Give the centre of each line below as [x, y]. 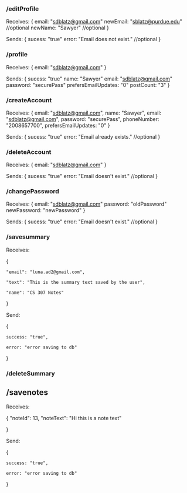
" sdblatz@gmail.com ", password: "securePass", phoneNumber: [83, 119]
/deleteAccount [29, 152]
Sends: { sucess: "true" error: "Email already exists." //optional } [83, 136]
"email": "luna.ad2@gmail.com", [45, 272]
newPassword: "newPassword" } [46, 210]
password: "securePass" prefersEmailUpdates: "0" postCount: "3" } [88, 85]
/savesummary [28, 237]
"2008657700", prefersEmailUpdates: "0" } [58, 125]
